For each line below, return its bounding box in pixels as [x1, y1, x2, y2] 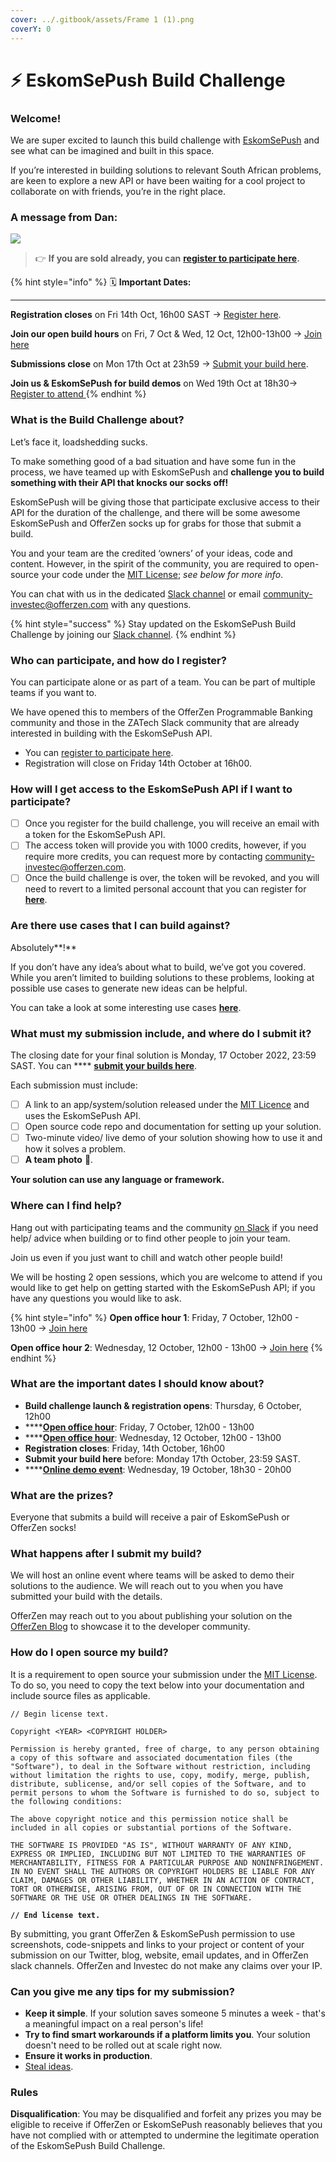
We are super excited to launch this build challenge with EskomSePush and [10, 134, 320, 146]
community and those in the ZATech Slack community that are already [10, 716, 300, 728]
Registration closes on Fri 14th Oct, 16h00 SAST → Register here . [10, 309, 282, 321]
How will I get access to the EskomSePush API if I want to [10, 782, 293, 796]
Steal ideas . [24, 2060, 74, 2072]
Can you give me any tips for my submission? [10, 1984, 235, 1998]
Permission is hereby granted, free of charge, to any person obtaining [10, 1744, 320, 1754]
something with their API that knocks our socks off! [10, 476, 229, 488]
